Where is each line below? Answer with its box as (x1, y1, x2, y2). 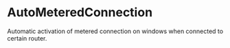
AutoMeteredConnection (7, 5, 153, 20)
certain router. (7, 34, 47, 42)
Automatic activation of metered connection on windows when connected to (7, 27, 224, 35)
